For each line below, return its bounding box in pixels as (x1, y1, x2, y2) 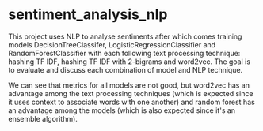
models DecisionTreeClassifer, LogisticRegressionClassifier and (8, 39, 216, 49)
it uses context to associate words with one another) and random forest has (8, 97, 255, 107)
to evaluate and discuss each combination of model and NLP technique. (8, 65, 243, 74)
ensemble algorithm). (8, 114, 78, 123)
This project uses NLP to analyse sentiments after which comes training (8, 32, 242, 41)
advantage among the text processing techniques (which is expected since (8, 88, 253, 98)
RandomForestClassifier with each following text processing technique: (8, 48, 241, 58)
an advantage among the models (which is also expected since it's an (8, 105, 236, 115)
